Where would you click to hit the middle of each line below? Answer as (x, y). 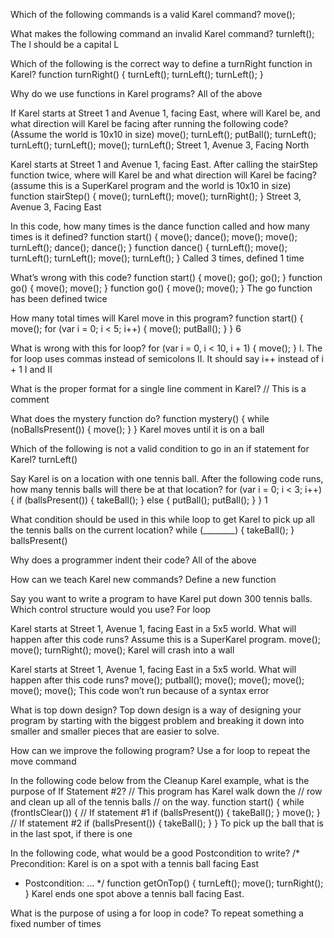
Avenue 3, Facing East (56, 207)
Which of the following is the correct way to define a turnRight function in (161, 63)
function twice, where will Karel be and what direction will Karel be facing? (163, 175)
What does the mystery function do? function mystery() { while (140, 418)
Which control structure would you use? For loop (111, 609)
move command (43, 761)
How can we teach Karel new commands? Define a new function (143, 579)
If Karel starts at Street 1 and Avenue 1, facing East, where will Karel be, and (165, 113)
